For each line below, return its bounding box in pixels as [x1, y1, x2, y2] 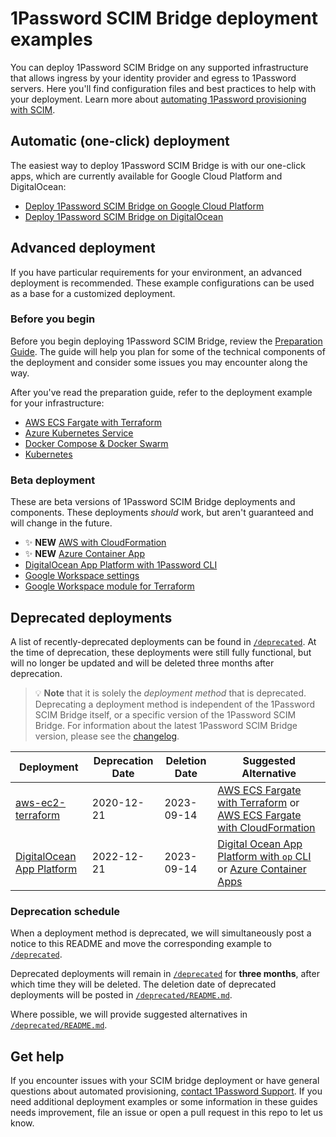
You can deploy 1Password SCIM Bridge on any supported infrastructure [10, 61, 309, 73]
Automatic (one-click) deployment [10, 133, 230, 150]
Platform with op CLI [217, 849, 312, 863]
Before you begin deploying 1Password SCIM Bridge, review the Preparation [10, 335, 323, 347]
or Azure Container [217, 862, 307, 876]
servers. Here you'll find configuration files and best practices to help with [10, 82, 317, 94]
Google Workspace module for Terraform [24, 580, 195, 592]
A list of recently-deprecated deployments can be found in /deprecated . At [10, 635, 317, 647]
